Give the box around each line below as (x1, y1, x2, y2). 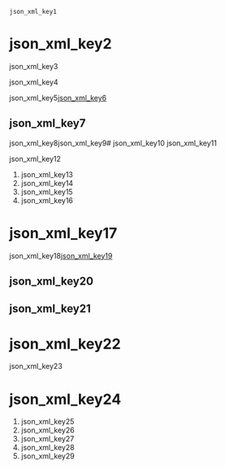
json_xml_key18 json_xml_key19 (9, 250, 113, 260)
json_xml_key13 (20, 169, 74, 179)
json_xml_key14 (20, 178, 74, 188)
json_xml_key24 (9, 390, 122, 408)
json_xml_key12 (9, 154, 62, 163)
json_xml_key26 (20, 425, 76, 435)
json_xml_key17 (9, 224, 118, 242)
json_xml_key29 (20, 451, 76, 461)
